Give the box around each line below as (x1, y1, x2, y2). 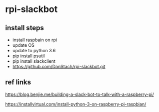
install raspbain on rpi (12, 37, 57, 43)
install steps (5, 24, 44, 32)
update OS (12, 42, 35, 48)
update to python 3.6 (12, 48, 56, 53)
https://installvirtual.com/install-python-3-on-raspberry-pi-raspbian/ (5, 101, 146, 107)
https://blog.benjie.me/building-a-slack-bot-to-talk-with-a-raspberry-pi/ (5, 91, 154, 97)
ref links (5, 78, 31, 86)
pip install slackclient (12, 58, 56, 64)
